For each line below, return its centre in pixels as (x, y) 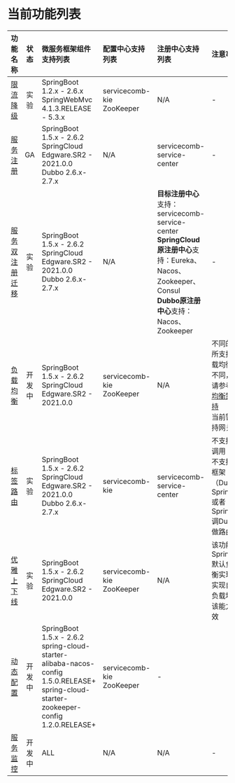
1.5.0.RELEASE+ (69, 681)
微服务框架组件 (66, 48)
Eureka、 (186, 260)
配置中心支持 (124, 48)
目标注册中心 (178, 193)
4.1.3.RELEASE (67, 108)
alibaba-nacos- (68, 663)
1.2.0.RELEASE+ (69, 724)
